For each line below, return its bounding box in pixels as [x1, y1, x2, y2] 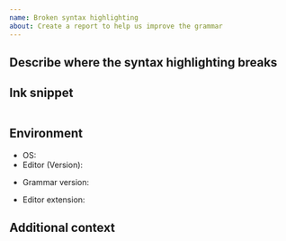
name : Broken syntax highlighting [9, 13, 139, 22]
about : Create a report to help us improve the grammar [9, 22, 223, 31]
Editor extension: [22, 194, 85, 205]
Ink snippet [9, 85, 74, 101]
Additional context [9, 219, 115, 235]
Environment [9, 126, 84, 141]
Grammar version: [22, 176, 90, 187]
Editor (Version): [22, 159, 84, 170]
